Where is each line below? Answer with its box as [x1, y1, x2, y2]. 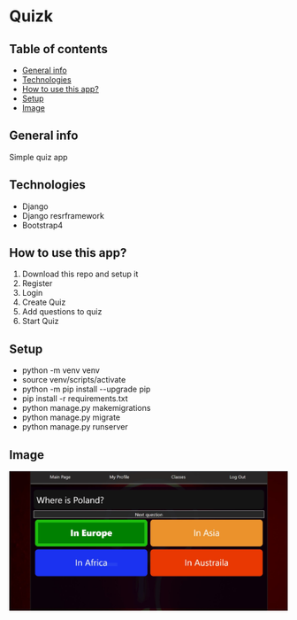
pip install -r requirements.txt [21, 393, 128, 404]
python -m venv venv [21, 365, 100, 376]
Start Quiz [21, 316, 59, 327]
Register [21, 278, 53, 289]
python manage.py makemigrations [21, 403, 151, 414]
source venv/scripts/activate [21, 375, 126, 385]
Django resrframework [21, 210, 104, 221]
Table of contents [9, 42, 108, 57]
